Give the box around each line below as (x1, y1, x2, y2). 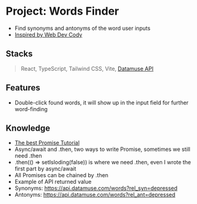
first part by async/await (14, 165, 76, 172)
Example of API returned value (14, 178, 92, 186)
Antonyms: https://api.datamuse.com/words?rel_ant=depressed (14, 191, 176, 199)
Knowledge (6, 123, 50, 133)
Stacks (6, 49, 33, 59)
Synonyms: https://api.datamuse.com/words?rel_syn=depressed (14, 184, 178, 192)
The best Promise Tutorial (14, 139, 80, 147)
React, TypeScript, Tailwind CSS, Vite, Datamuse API (20, 65, 154, 72)
